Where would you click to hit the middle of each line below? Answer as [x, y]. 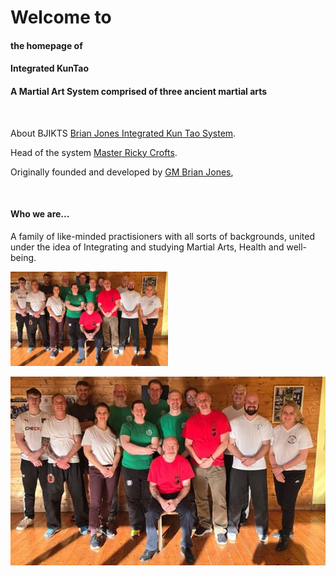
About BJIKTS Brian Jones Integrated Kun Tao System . [123, 133]
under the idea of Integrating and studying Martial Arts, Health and [147, 247]
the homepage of [46, 45]
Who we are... [40, 214]
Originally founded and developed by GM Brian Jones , [122, 172]
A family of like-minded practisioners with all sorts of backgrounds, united [162, 236]
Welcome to [61, 17]
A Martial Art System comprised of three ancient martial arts [139, 91]
